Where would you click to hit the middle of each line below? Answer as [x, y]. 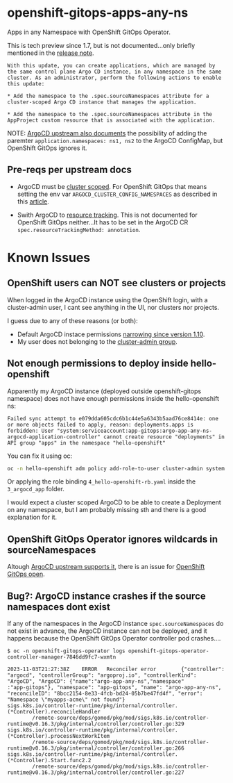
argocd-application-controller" [54, 437]
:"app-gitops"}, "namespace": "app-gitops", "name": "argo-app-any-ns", [114, 688]
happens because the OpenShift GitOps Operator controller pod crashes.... [114, 638]
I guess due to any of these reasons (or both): [73, 320]
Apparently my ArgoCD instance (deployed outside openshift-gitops [104, 391]
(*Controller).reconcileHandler [54, 712]
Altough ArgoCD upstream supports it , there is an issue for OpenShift [106, 567]
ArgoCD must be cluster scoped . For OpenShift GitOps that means [112, 186]
